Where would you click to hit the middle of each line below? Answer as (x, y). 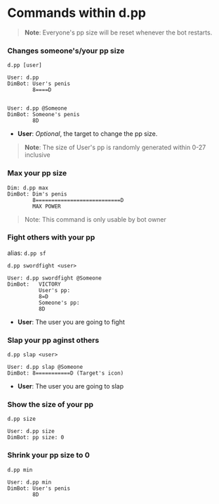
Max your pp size (37, 173)
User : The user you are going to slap (71, 386)
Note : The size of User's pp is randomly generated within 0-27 (115, 147)
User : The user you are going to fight (71, 322)
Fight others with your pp (51, 237)
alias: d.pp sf (27, 253)
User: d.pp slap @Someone (45, 367)
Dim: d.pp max (28, 188)
